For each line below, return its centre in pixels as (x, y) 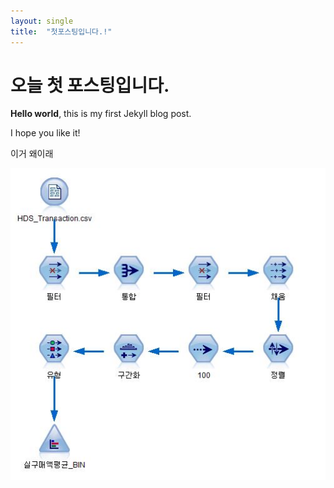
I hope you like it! (45, 133)
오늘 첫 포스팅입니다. (90, 85)
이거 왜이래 (32, 154)
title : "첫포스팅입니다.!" (61, 31)
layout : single (42, 21)
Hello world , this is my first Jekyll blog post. (101, 114)
